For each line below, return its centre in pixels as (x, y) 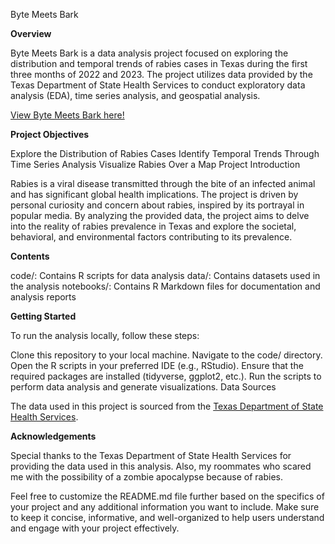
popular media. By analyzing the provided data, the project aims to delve (160, 215)
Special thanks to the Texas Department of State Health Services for (151, 455)
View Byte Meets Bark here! (67, 115)
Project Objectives (50, 134)
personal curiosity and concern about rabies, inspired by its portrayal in (157, 205)
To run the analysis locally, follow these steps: (105, 335)
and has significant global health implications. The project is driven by (154, 194)
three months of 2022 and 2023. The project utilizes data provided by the (161, 74)
